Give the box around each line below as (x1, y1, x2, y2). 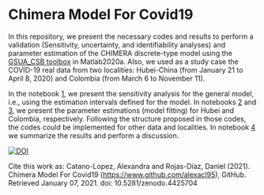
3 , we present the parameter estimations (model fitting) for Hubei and (8, 105, 235, 115)
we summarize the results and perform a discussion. (8, 130, 179, 140)
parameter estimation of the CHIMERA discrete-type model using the (8, 48, 233, 58)
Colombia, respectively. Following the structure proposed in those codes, (8, 114, 247, 123)
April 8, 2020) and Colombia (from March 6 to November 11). (8, 73, 206, 83)
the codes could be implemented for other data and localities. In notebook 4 (8, 122, 256, 132)
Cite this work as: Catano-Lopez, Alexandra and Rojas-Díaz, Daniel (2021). (8, 161, 251, 171)
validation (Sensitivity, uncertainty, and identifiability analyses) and (8, 39, 226, 49)
